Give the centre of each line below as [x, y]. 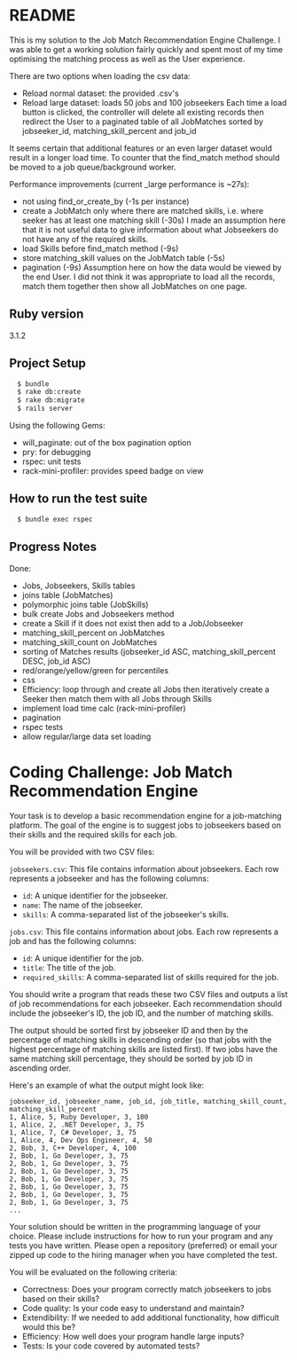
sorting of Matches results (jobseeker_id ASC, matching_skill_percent [149, 651]
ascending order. [40, 1068]
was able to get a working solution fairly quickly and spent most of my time [146, 49]
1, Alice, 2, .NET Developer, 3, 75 [77, 1124]
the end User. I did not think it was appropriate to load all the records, [148, 277]
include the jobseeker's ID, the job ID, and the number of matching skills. [141, 1013]
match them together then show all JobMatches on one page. [135, 286]
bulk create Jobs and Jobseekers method [98, 614]
